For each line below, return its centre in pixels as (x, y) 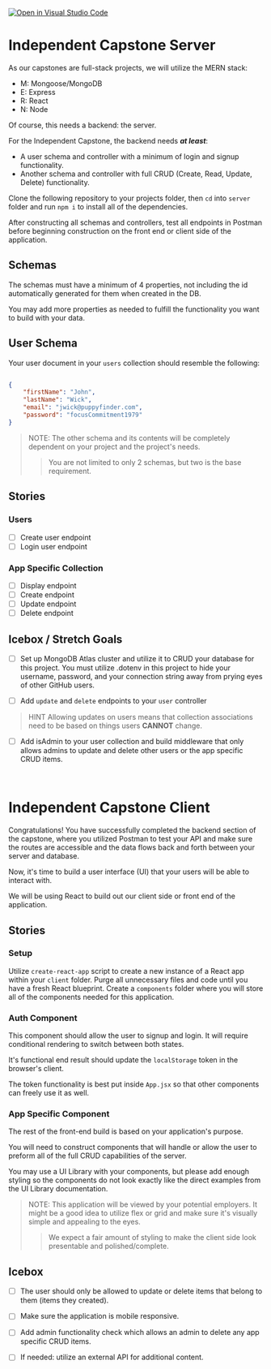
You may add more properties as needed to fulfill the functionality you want (134, 309)
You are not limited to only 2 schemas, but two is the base (145, 462)
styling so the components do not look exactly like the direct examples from (135, 1180)
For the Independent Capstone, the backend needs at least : (108, 140)
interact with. (30, 880)
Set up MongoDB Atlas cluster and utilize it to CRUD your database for (137, 658)
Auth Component (43, 1018)
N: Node (34, 109)
